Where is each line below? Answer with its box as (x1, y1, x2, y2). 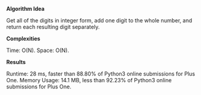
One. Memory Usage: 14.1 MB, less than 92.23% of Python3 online (6, 77, 172, 84)
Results (6, 59, 26, 65)
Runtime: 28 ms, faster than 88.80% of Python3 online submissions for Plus (6, 70, 196, 77)
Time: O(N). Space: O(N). (6, 47, 70, 54)
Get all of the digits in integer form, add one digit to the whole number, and (6, 17, 193, 24)
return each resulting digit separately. (6, 24, 100, 30)
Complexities (6, 35, 41, 42)
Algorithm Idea (6, 5, 45, 12)
